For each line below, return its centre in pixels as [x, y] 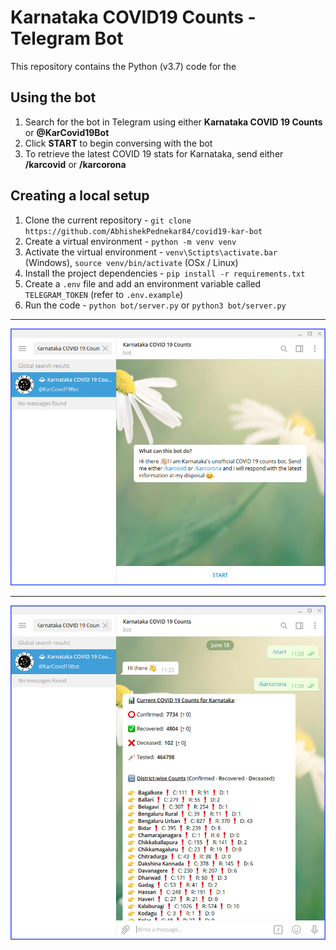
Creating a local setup [80, 196]
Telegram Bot [67, 38]
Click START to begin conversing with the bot [118, 143]
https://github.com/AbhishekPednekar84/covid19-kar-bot [143, 231]
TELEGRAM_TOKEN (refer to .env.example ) [104, 294]
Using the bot [53, 97]
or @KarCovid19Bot [67, 132]
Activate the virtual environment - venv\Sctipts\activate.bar [151, 252]
